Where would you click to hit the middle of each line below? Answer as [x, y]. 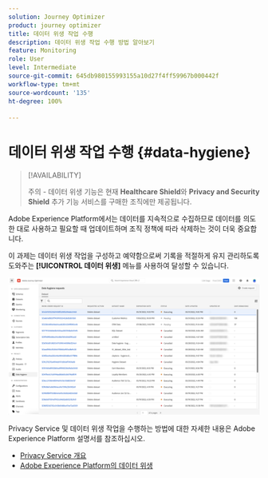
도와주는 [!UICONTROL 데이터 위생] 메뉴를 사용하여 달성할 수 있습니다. [118, 266]
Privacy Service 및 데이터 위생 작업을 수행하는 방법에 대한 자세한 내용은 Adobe [132, 428]
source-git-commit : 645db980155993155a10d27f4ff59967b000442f [114, 76]
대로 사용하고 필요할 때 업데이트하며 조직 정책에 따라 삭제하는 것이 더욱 [126, 229]
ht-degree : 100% [35, 101]
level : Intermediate [43, 68]
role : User [26, 59]
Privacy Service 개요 [53, 455]
